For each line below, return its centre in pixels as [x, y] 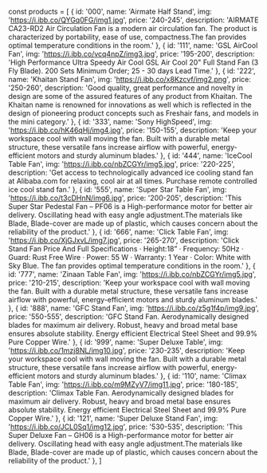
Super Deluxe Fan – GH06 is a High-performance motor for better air [121, 435]
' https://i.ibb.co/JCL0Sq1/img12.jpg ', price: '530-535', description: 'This [126, 427]
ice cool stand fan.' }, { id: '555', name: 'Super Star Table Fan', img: [118, 189]
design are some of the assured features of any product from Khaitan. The [130, 96]
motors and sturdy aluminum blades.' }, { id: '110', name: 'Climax [142, 376]
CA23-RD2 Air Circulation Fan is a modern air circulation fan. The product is [133, 28]
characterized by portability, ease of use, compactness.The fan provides [128, 37]
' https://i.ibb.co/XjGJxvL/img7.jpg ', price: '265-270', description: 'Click [124, 240]
